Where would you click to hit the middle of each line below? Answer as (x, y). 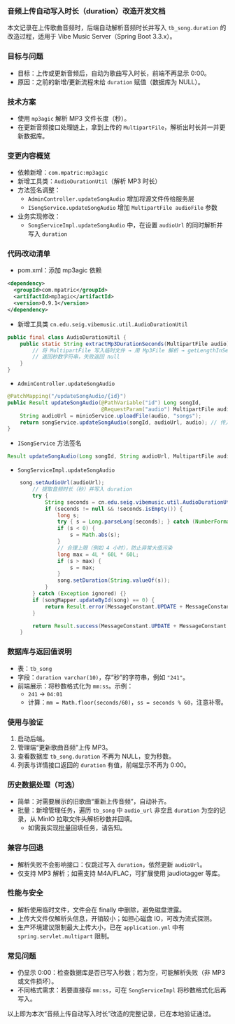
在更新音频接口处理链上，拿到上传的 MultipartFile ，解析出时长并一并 (118, 127)
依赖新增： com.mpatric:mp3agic (63, 173)
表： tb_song (35, 668)
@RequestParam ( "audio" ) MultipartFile (158, 409)
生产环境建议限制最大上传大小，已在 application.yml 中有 (101, 927)
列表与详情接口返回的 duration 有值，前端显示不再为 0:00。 (104, 765)
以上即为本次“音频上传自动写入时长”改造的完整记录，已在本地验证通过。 (111, 1014)
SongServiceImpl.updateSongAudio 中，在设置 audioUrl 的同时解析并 (125, 225)
